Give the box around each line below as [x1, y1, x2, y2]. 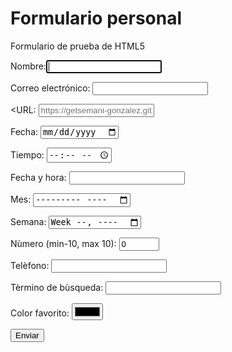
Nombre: [10, 60, 47, 72]
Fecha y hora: [10, 172, 67, 184]
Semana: [10, 215, 47, 227]
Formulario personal [10, 7, 183, 30]
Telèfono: [10, 259, 50, 271]
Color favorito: [10, 307, 70, 319]
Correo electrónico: [10, 82, 91, 94]
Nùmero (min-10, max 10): [10, 237, 117, 249]
